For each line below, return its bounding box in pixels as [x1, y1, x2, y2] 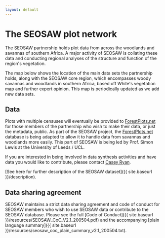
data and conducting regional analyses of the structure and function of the [5, 55, 157, 61]
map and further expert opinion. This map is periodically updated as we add [5, 86, 160, 92]
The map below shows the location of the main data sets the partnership [5, 70, 153, 76]
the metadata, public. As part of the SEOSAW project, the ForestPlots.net [5, 129, 153, 135]
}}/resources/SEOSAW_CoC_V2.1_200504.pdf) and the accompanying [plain [5, 217, 160, 223]
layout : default [5, 7, 39, 12]
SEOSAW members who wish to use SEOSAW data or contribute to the [5, 206, 149, 212]
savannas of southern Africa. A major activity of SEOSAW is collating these [5, 50, 158, 56]
